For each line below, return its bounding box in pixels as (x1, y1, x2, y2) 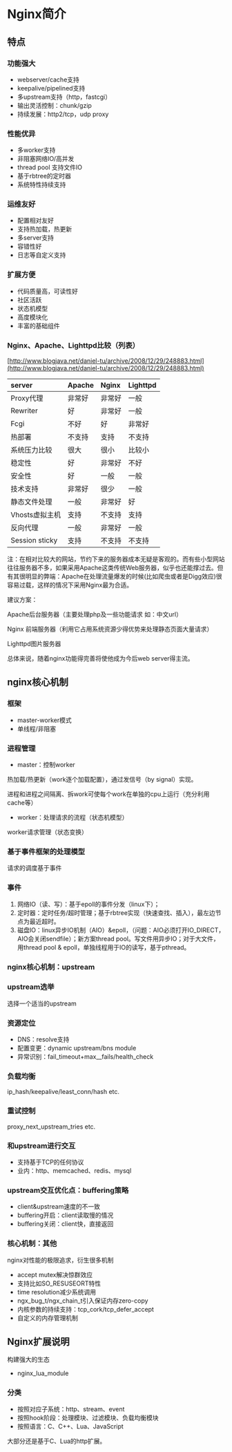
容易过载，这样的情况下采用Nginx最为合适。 (7, 581, 133, 590)
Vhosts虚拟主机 (10, 510, 61, 520)
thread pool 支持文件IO (17, 163, 83, 171)
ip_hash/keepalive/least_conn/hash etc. (7, 1088, 119, 1096)
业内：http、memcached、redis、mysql (17, 1167, 132, 1175)
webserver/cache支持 (17, 75, 79, 84)
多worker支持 (17, 146, 56, 154)
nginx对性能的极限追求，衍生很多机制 (7, 1256, 114, 1264)
